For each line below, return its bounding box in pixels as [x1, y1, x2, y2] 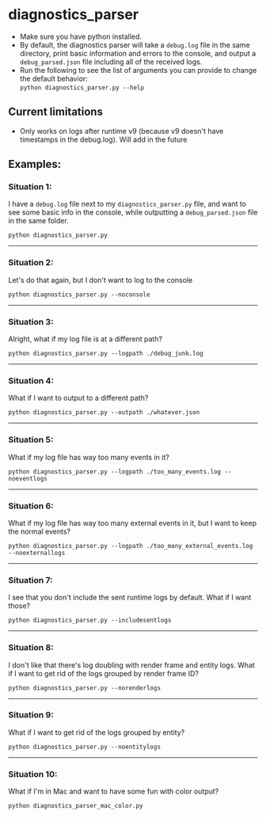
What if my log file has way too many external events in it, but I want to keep [8, 518, 257, 527]
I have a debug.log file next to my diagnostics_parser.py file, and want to [8, 200, 247, 209]
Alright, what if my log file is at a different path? [8, 334, 163, 344]
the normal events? [8, 527, 71, 536]
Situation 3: [8, 316, 54, 327]
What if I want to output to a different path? [8, 394, 149, 403]
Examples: [8, 158, 62, 171]
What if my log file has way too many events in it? [8, 452, 170, 462]
